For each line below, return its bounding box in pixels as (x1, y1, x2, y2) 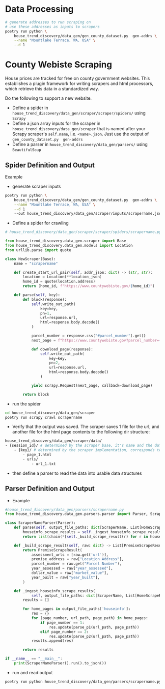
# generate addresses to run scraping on (5, 20, 91, 25)
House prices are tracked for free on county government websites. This (5, 75, 150, 82)
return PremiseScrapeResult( (23, 547, 82, 552)
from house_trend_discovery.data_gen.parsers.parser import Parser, (5, 512, 148, 517)
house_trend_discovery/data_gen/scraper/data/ (5, 438, 102, 443)
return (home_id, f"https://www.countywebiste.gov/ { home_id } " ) (23, 284, 155, 288)
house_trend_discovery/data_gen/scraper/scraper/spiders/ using (12, 110, 146, 116)
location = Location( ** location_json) (23, 274, 102, 280)
